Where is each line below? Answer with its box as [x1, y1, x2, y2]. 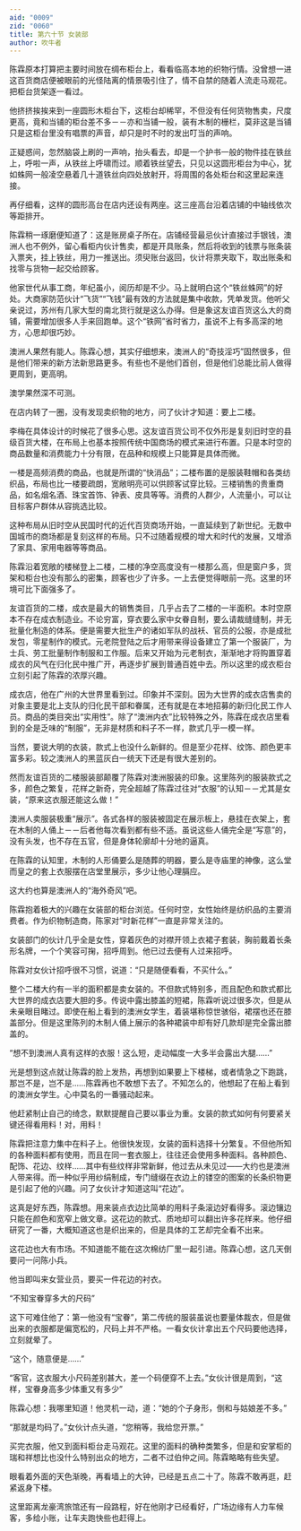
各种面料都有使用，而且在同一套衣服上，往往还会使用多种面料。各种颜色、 [16, 1149, 292, 1161]
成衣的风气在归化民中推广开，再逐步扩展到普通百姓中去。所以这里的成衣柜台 [9, 659, 292, 670]
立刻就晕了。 [9, 1335, 56, 1345]
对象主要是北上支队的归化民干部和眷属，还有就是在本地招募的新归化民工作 [9, 700, 284, 711]
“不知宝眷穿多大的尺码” [9, 1293, 96, 1304]
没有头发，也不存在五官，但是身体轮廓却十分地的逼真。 [9, 835, 213, 847]
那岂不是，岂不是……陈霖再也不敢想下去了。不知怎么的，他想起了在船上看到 [9, 1077, 290, 1089]
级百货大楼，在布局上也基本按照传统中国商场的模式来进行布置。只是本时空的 [9, 437, 292, 448]
